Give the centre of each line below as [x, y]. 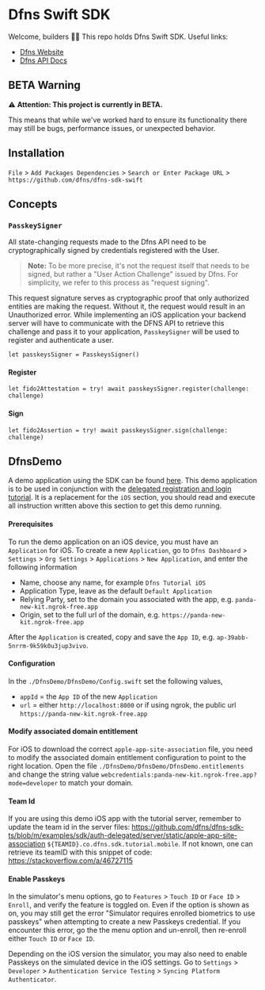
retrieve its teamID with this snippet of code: [80, 852]
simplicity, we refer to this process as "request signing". [118, 282]
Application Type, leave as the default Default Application [115, 591]
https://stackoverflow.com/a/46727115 [70, 861]
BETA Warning [45, 85]
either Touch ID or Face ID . [51, 938]
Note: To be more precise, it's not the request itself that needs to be [138, 266]
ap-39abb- [233, 637]
